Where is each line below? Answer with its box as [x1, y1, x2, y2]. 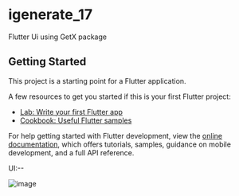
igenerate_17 [8, 6, 93, 24]
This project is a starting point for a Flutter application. [8, 76, 186, 85]
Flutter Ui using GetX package [8, 32, 108, 41]
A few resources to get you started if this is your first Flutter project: [8, 92, 231, 101]
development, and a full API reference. [8, 147, 135, 157]
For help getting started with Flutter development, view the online [8, 131, 223, 140]
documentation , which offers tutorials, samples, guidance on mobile [8, 139, 231, 149]
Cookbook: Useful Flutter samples [19, 116, 132, 125]
